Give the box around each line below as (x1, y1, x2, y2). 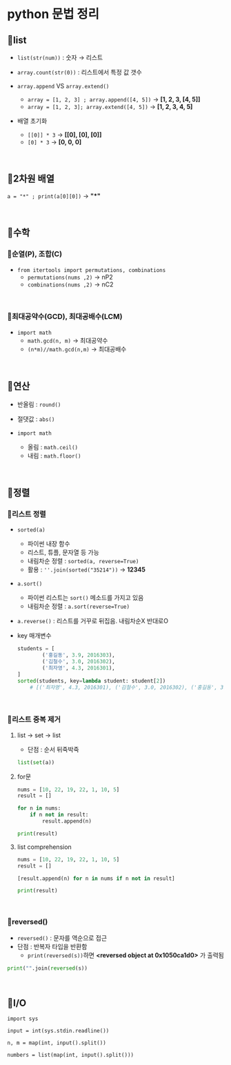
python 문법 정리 (7, 6, 100, 22)
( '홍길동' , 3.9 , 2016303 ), (42, 652, 115, 659)
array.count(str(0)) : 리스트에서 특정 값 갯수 (17, 68, 143, 76)
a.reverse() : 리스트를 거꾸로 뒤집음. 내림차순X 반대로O (17, 617, 169, 625)
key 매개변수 (17, 632, 52, 640)
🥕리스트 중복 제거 (7, 715, 61, 725)
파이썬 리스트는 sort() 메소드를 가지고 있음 (27, 594, 144, 602)
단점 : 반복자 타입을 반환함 (17, 942, 88, 950)
